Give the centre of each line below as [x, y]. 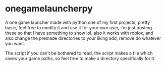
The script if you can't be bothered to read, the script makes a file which [79, 53]
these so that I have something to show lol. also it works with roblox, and [79, 33]
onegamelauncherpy [49, 9]
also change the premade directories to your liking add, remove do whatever [83, 38]
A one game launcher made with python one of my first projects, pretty [78, 22]
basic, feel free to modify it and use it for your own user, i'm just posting [79, 27]
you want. [15, 43]
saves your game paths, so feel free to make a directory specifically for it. [80, 58]
